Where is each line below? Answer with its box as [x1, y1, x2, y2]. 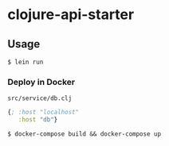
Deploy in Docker [7, 76, 76, 87]
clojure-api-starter [7, 6, 135, 24]
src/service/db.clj [7, 94, 73, 102]
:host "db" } [18, 116, 58, 124]
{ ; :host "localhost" [7, 109, 80, 117]
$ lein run [7, 58, 44, 66]
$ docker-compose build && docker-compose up [7, 130, 161, 138]
